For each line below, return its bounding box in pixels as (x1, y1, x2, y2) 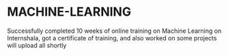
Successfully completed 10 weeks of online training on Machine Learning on (7, 27, 222, 35)
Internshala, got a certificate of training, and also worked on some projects (7, 33, 217, 42)
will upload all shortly (7, 41, 67, 49)
